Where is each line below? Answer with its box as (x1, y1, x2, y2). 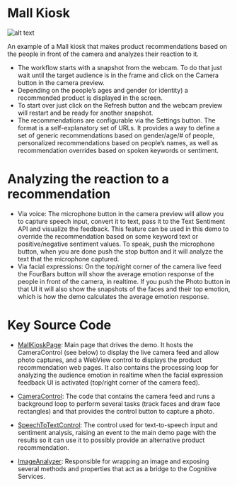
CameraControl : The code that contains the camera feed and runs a (17, 392, 216, 400)
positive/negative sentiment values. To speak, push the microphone (17, 239, 215, 248)
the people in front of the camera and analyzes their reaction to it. (7, 50, 200, 58)
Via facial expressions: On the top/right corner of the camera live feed (17, 262, 221, 271)
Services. (17, 472, 46, 480)
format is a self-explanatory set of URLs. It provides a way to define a (17, 123, 221, 132)
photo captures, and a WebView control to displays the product (17, 356, 202, 364)
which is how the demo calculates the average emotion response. (17, 292, 209, 300)
